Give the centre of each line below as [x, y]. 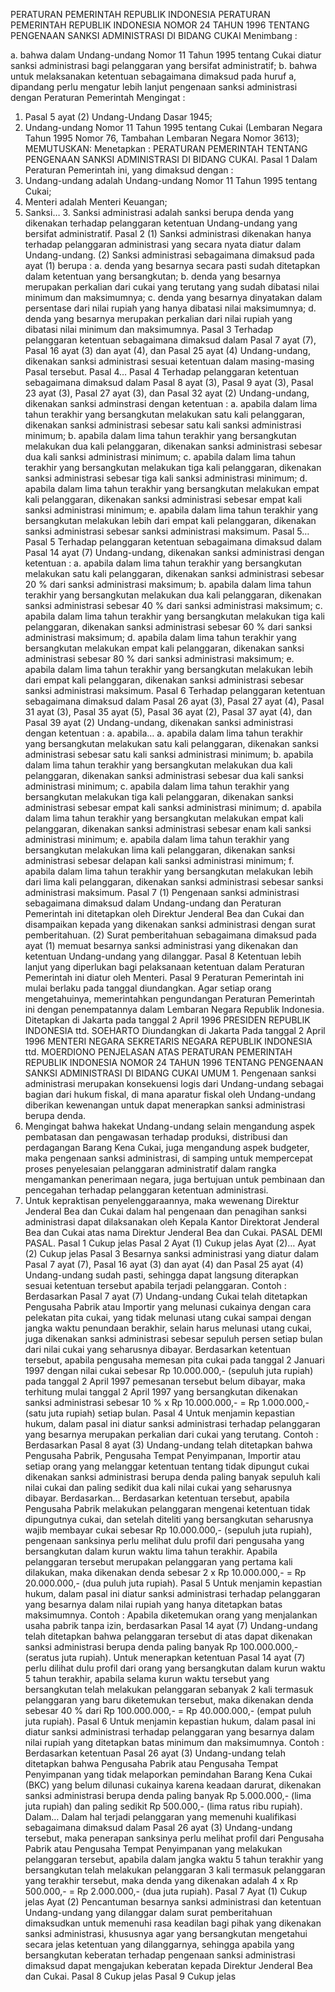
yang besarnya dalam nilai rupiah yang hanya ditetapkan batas [153, 1604]
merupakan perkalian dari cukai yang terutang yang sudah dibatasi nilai [172, 287]
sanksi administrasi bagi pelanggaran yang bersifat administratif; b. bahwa [164, 65]
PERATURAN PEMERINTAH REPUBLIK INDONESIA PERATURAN [140, 14]
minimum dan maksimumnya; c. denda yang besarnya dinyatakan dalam [173, 297]
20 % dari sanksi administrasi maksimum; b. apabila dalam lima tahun [168, 584]
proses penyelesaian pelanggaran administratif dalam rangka [150, 1168]
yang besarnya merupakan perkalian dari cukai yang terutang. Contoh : [171, 1434]
